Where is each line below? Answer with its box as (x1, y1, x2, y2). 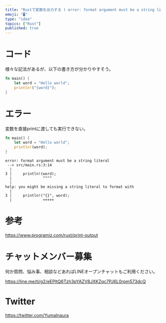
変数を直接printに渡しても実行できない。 (5, 125, 88, 132)
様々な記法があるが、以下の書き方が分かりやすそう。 (5, 66, 113, 72)
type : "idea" (5, 16, 32, 21)
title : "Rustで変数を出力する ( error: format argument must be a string (5, 7, 155, 12)
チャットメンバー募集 (5, 251, 92, 262)
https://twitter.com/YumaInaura (5, 312, 69, 318)
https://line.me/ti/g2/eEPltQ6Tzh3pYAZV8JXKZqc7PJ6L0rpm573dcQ (5, 278, 146, 284)
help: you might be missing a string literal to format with (5, 184, 134, 189)
